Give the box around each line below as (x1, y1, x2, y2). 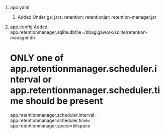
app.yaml (10, 5, 30, 10)
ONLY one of (10, 53, 64, 64)
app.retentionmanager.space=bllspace (10, 122, 91, 128)
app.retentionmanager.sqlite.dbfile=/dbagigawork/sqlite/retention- (10, 29, 148, 35)
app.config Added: (10, 24, 49, 30)
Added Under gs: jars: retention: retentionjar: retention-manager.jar (17, 14, 157, 20)
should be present (25, 96, 103, 107)
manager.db (10, 35, 35, 40)
